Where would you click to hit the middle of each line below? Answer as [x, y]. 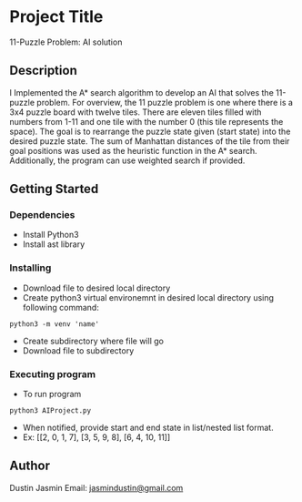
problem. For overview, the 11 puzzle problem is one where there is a [165, 102]
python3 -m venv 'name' [55, 324]
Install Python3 [50, 235]
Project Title [56, 17]
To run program [52, 394]
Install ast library [54, 244]
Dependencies [42, 215]
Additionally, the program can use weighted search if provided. [127, 160]
